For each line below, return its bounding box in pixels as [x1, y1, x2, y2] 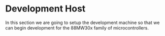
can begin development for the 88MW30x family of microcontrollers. [5, 24, 149, 30]
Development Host [5, 3, 86, 14]
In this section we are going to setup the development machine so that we [5, 19, 160, 25]
